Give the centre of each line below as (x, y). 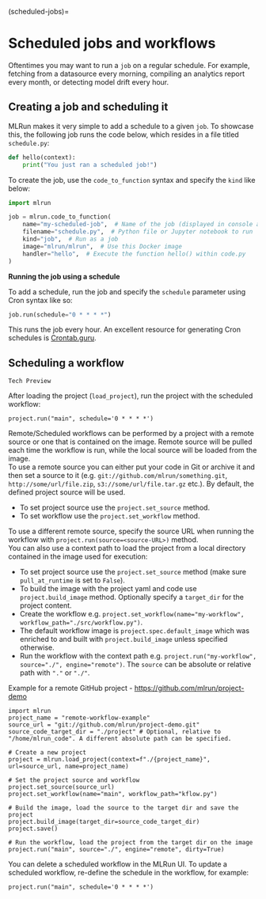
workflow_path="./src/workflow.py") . (81, 622)
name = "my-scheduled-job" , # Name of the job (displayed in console (138, 225)
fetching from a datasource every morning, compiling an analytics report (127, 74)
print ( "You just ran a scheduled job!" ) (90, 165)
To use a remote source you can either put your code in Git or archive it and (131, 467)
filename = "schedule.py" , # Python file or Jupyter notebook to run (138, 232)
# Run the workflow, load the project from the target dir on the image (131, 843)
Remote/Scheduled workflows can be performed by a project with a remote (131, 434)
